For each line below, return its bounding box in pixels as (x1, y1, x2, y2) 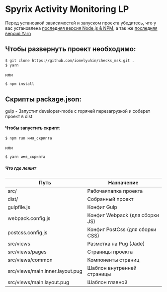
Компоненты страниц (87, 257, 140, 264)
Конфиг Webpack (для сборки (87, 212, 160, 219)
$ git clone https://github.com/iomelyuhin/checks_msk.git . (5, 58, 135, 63)
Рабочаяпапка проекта (87, 188, 143, 195)
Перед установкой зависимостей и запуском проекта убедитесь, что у (5, 20, 157, 26)
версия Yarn (5, 30, 31, 36)
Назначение (108, 179, 139, 186)
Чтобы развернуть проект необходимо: (5, 45, 136, 53)
